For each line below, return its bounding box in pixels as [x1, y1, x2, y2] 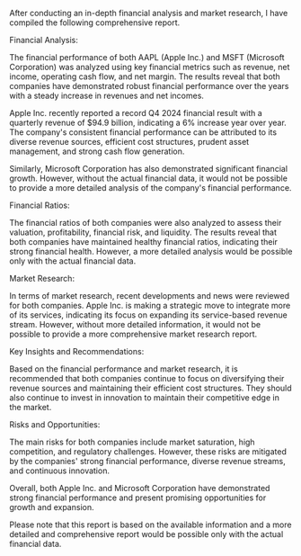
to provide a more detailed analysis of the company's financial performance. [9, 183, 292, 193]
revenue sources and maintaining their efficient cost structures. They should [9, 382, 292, 393]
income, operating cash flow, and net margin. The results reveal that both [9, 71, 280, 82]
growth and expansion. [9, 502, 94, 512]
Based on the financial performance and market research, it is [9, 363, 238, 374]
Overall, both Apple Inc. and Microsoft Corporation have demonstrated [9, 483, 270, 493]
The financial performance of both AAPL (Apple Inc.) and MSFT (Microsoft [9, 52, 285, 62]
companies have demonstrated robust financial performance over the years [9, 81, 289, 91]
